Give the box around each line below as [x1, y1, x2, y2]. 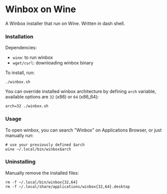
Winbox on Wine [5, 4, 76, 15]
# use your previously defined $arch [5, 142, 85, 147]
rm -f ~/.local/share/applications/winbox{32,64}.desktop [5, 184, 130, 189]
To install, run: [5, 70, 35, 76]
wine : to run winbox [12, 54, 53, 60]
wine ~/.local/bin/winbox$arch [5, 146, 71, 152]
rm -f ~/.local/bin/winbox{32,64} [5, 179, 78, 185]
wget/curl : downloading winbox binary [12, 60, 94, 66]
